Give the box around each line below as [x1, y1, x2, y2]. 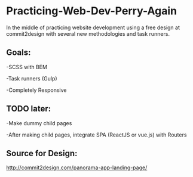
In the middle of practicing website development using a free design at [6, 24, 180, 31]
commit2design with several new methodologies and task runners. [6, 30, 170, 37]
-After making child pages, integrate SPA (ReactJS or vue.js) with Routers [6, 131, 187, 138]
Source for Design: [6, 148, 78, 159]
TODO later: [6, 104, 51, 114]
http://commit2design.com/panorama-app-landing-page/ [6, 164, 148, 171]
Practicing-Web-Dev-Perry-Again [6, 4, 177, 18]
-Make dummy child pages [6, 119, 72, 126]
